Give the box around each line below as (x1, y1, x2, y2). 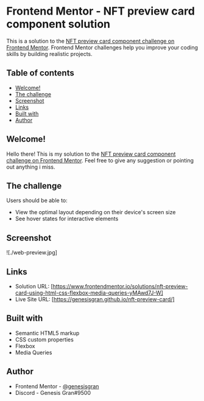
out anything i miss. (6, 163, 56, 170)
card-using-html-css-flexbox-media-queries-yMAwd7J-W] (15, 289, 163, 296)
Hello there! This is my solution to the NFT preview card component (6, 150, 176, 158)
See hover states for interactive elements (15, 215, 119, 223)
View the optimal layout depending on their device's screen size (15, 209, 176, 216)
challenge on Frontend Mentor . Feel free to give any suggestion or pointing (6, 156, 194, 164)
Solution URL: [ (15, 283, 53, 290)
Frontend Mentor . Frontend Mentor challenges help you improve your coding (6, 44, 199, 51)
